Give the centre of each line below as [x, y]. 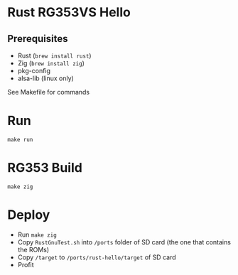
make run [20, 139]
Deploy [29, 215]
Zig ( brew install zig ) [51, 63]
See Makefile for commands [49, 92]
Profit [26, 264]
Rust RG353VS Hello [69, 12]
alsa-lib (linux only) [46, 78]
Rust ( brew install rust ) [54, 55]
